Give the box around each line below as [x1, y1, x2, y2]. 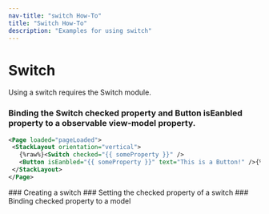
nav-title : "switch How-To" [8, 11, 102, 20]
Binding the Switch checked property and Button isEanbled [8, 107, 243, 119]
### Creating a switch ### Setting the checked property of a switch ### [8, 188, 249, 197]
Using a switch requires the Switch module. [8, 87, 152, 97]
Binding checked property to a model [8, 196, 131, 205]
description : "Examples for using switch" [8, 26, 152, 34]
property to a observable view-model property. [8, 118, 196, 129]
